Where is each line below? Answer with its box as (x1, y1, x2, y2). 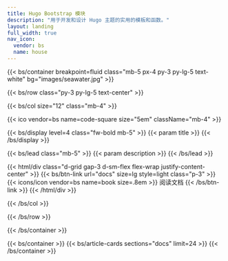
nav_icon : (7, 36, 36, 43)
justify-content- (160, 162, 205, 171)
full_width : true (7, 29, 57, 37)
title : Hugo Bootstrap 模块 (7, 10, 86, 17)
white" (7, 75, 26, 83)
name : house (13, 49, 48, 56)
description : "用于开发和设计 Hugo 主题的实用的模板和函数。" (7, 17, 170, 23)
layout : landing (7, 23, 54, 30)
